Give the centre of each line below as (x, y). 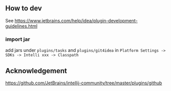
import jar (18, 39)
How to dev (24, 8)
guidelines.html (21, 26)
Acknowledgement (36, 71)
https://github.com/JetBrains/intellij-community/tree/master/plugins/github (84, 83)
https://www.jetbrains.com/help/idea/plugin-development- (76, 20)
